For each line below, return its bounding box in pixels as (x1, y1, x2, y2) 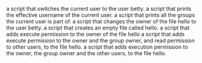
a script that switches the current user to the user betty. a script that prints (6, 5, 192, 12)
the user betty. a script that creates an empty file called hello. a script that (6, 24, 190, 31)
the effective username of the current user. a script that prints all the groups (6, 11, 195, 19)
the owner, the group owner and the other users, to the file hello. (6, 50, 167, 56)
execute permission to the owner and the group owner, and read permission (6, 37, 195, 44)
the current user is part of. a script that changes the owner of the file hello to (6, 18, 197, 25)
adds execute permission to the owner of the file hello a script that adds (6, 31, 185, 38)
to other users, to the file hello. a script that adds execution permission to (6, 43, 188, 50)
